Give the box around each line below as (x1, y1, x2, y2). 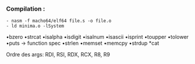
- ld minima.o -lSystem (6, 23, 65, 29)
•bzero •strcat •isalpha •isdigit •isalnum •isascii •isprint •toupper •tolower (6, 33, 189, 41)
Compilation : (6, 5, 45, 13)
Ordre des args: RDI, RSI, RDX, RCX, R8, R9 (6, 51, 110, 58)
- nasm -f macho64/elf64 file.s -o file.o (6, 18, 112, 24)
